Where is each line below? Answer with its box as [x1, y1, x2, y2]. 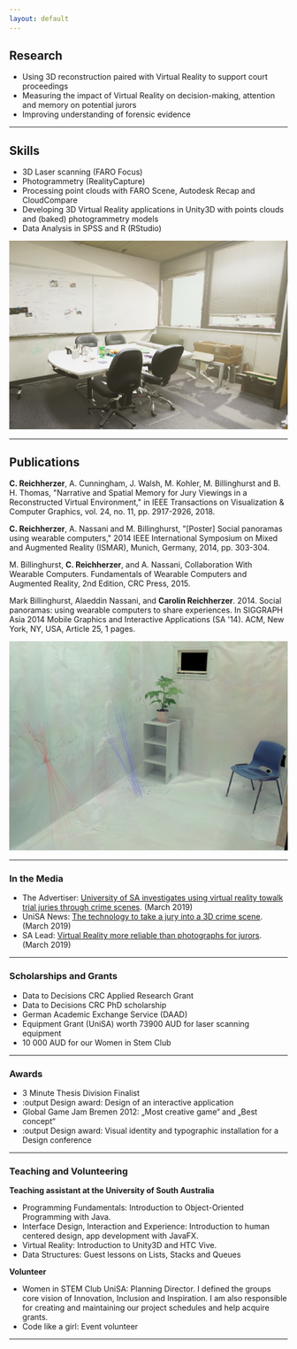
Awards [9, 1068, 43, 1080]
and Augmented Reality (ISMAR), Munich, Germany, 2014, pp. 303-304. [9, 543, 270, 553]
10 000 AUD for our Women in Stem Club [21, 1037, 171, 1048]
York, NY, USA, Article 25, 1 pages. [9, 624, 135, 635]
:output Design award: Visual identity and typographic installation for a [21, 1125, 279, 1136]
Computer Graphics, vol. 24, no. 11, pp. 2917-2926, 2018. [9, 506, 216, 517]
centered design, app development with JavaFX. [21, 1230, 199, 1241]
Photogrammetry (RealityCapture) [21, 176, 146, 187]
